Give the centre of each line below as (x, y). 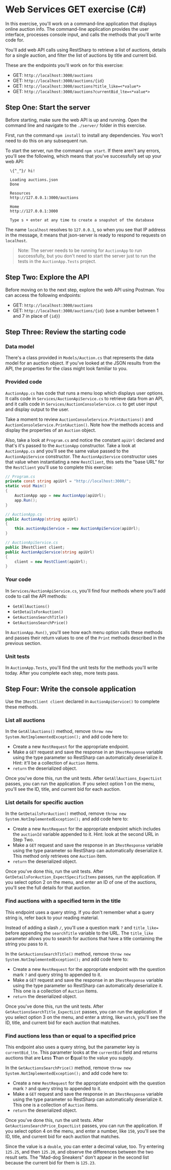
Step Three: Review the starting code (66, 332)
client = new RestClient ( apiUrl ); (51, 561)
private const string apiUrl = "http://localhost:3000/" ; (68, 481)
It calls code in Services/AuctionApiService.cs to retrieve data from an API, (84, 398)
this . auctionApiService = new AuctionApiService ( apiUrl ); (77, 529)
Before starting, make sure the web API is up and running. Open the (76, 120)
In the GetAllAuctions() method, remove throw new (59, 731)
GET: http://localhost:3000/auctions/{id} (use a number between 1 (86, 310)
